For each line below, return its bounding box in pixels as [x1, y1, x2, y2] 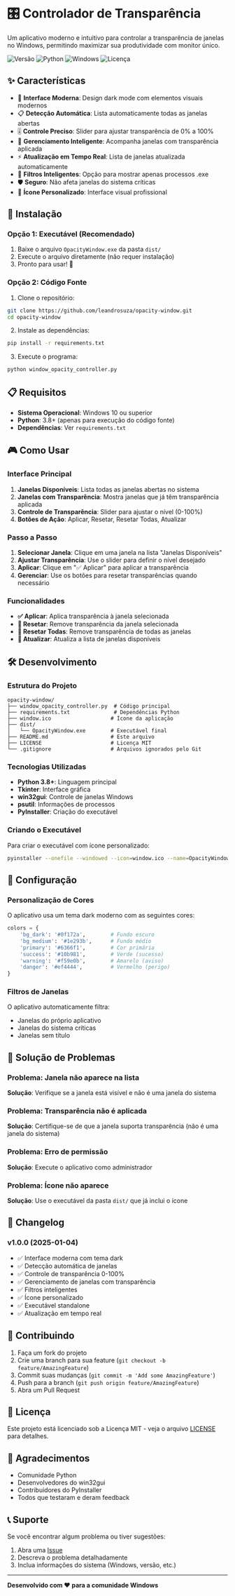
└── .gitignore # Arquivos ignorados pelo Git [7, 746, 201, 753]
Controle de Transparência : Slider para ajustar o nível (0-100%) [17, 507, 203, 516]
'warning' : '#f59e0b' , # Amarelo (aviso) [20, 957, 164, 965]
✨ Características [7, 75, 86, 87]
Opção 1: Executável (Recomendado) [7, 229, 135, 239]
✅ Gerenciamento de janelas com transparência [17, 1278, 156, 1286]
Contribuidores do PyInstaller [17, 1486, 102, 1494]
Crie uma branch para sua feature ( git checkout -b [17, 1355, 166, 1364]
